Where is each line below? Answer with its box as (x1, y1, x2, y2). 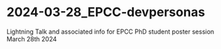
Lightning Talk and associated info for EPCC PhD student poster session (6, 27, 215, 36)
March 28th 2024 (6, 34, 57, 43)
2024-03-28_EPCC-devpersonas (6, 4, 206, 20)
